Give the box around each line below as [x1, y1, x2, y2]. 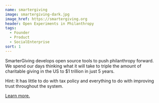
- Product [9, 35, 30, 40]
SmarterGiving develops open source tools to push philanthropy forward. [5, 57, 154, 63]
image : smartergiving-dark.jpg [5, 12, 70, 17]
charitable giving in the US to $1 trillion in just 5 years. [5, 68, 115, 74]
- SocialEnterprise [9, 40, 50, 45]
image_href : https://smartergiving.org [5, 16, 88, 21]
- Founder [9, 30, 30, 35]
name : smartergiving [5, 7, 48, 12]
